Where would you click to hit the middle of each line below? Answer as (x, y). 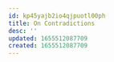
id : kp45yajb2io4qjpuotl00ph (57, 16)
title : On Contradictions (51, 23)
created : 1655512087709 (48, 46)
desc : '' (23, 31)
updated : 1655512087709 (48, 38)
